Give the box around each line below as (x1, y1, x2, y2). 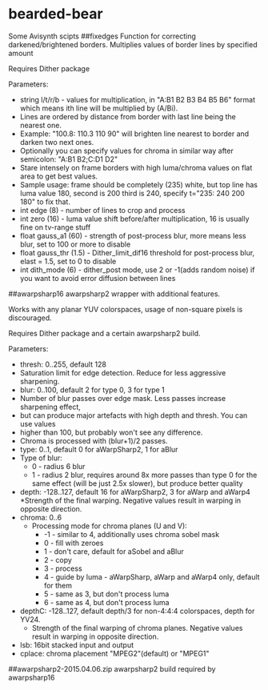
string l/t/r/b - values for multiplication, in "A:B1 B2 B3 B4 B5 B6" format (19, 94, 256, 104)
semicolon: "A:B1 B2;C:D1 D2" (19, 154, 118, 164)
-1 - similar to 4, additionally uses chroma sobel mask (43, 529, 220, 539)
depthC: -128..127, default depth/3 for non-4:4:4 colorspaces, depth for (19, 606, 255, 616)
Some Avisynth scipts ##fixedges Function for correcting (8, 31, 196, 41)
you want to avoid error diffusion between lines (19, 273, 176, 283)
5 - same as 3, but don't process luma (43, 589, 170, 599)
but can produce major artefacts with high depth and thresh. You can (19, 410, 248, 420)
